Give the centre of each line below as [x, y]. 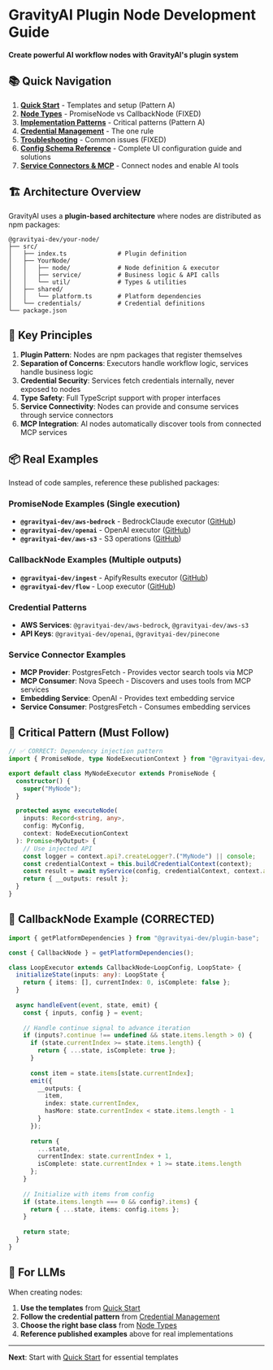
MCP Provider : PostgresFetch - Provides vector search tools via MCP [136, 672]
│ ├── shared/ [36, 289]
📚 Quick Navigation [60, 82]
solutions [35, 157]
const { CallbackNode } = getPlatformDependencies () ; [102, 953]
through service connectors [67, 415]
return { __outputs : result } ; [76, 879]
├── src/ [23, 246]
